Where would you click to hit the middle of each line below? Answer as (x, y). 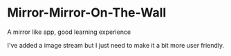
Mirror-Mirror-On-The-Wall (87, 13)
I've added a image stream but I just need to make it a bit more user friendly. (116, 45)
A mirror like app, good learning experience (69, 32)
